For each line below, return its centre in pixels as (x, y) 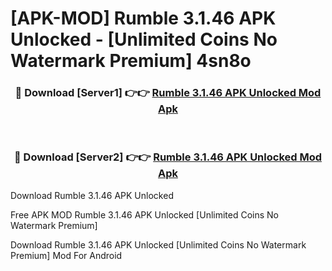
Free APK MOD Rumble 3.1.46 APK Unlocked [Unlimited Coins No (145, 214)
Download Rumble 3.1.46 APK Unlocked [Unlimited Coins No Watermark (158, 244)
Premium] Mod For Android (66, 255)
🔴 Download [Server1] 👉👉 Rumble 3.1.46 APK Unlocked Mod (168, 93)
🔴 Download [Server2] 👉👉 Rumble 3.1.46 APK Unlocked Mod (168, 157)
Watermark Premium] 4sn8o (131, 61)
